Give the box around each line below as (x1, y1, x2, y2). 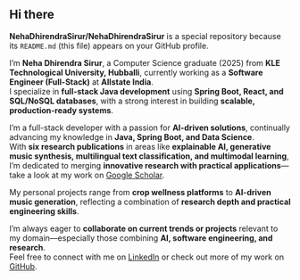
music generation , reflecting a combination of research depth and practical (9, 196, 291, 207)
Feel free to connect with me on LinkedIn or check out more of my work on (9, 251, 284, 262)
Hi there (9, 7, 55, 22)
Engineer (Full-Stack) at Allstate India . (9, 76, 154, 87)
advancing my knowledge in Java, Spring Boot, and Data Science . (9, 131, 254, 142)
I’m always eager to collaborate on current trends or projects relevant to (9, 223, 279, 234)
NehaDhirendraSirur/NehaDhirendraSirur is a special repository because (9, 30, 281, 41)
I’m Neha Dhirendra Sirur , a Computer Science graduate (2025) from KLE (9, 57, 281, 68)
